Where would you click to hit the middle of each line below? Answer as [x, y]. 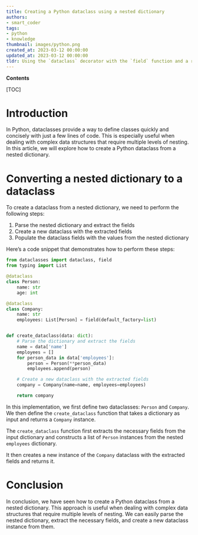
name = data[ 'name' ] [42, 346]
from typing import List [37, 266]
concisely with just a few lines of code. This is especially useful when [90, 136]
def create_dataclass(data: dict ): [50, 336]
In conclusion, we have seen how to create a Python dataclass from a [90, 501]
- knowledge [21, 39]
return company [35, 395]
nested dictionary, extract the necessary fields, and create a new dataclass [97, 520]
